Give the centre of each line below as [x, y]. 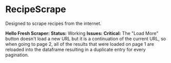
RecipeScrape [36, 9]
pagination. [17, 55]
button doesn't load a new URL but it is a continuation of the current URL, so [86, 39]
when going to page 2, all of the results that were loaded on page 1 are [80, 44]
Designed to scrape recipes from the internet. [53, 23]
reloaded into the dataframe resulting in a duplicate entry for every [76, 49]
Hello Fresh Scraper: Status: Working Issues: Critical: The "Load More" [82, 33]
